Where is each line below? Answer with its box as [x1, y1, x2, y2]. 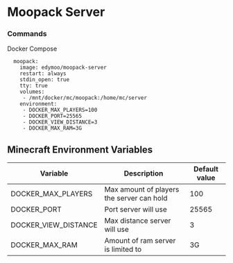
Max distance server [104, 216, 171, 226]
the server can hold [104, 194, 168, 203]
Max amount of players [104, 185, 180, 194]
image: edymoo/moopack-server [19, 64, 107, 71]
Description [123, 169, 164, 178]
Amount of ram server [104, 236, 176, 246]
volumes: [19, 88, 45, 96]
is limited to [104, 244, 142, 254]
